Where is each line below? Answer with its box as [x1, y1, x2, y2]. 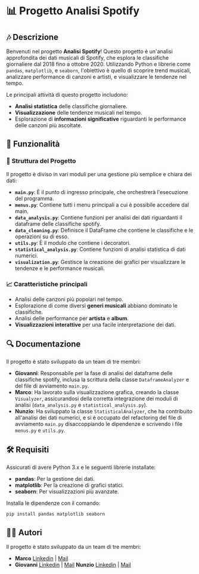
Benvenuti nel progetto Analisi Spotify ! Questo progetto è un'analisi [6, 48, 173, 55]
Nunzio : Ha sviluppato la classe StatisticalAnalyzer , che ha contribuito [14, 407, 192, 415]
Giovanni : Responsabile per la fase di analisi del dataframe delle [14, 369, 173, 376]
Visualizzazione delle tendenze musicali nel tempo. [14, 109, 142, 116]
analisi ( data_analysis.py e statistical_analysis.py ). [14, 401, 148, 409]
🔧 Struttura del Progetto [6, 157, 76, 165]
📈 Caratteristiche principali [6, 280, 88, 288]
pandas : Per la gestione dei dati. [14, 475, 95, 482]
